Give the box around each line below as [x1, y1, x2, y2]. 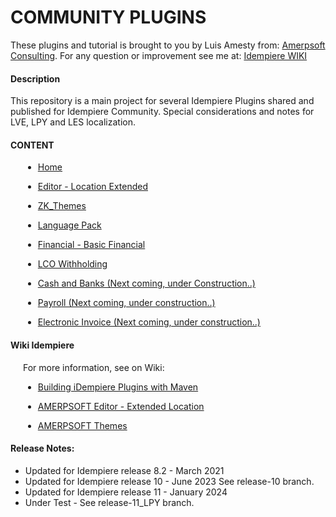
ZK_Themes [37, 200, 87, 212]
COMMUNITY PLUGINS [10, 6, 207, 29]
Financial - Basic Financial [37, 239, 146, 251]
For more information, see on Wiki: [23, 361, 165, 373]
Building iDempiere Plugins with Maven [37, 381, 199, 393]
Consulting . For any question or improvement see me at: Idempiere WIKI [10, 49, 308, 61]
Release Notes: [10, 442, 75, 455]
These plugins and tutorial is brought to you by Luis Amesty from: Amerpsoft [10, 39, 326, 51]
